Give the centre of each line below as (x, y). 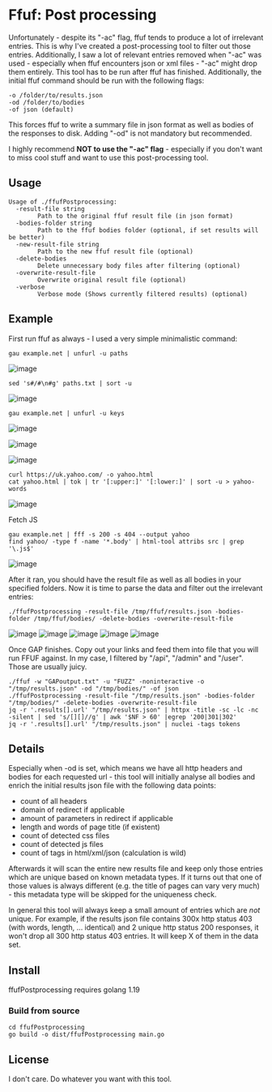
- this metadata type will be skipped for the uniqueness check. (113, 895)
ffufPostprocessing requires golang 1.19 (74, 990)
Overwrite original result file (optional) (112, 280)
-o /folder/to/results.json (56, 95)
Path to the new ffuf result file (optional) (116, 252)
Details (26, 748)
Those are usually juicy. (48, 666)
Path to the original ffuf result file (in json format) (135, 216)
